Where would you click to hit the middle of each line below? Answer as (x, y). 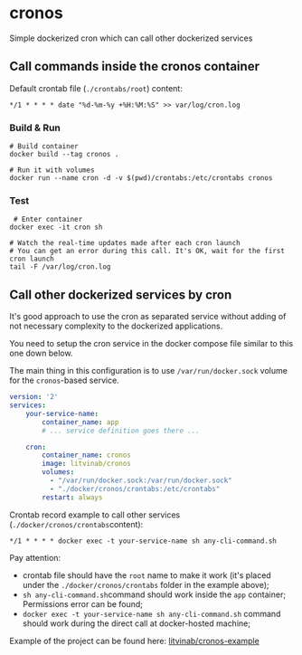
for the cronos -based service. (64, 380)
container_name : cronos (86, 455)
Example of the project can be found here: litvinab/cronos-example (134, 641)
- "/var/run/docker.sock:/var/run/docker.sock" (141, 481)
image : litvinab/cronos (86, 464)
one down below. (41, 353)
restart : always (72, 497)
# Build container (44, 147)
